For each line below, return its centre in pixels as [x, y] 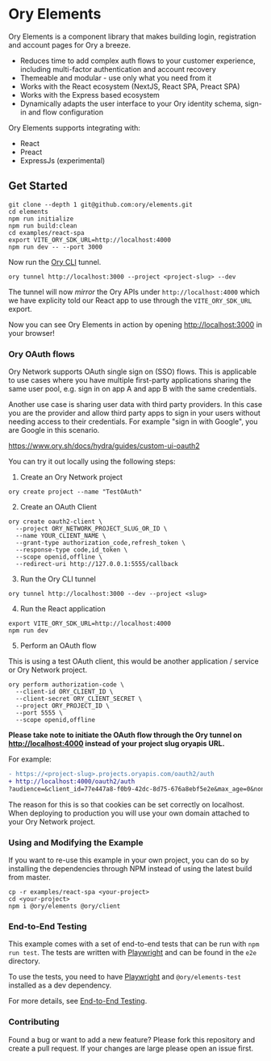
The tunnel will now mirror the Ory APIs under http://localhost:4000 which [134, 291]
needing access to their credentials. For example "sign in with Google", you [133, 421]
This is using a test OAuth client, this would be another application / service [134, 661]
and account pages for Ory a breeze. [70, 44]
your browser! [31, 333]
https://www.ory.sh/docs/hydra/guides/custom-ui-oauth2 [104, 446]
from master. [29, 877]
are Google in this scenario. [54, 430]
